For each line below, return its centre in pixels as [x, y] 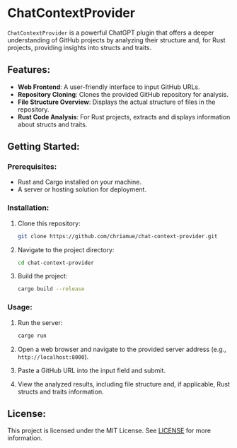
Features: [29, 70]
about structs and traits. [52, 124]
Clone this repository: [49, 223]
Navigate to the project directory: [66, 249]
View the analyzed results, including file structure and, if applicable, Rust [123, 384]
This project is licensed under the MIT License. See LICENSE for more [109, 431]
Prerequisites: [32, 167]
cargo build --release [51, 289]
